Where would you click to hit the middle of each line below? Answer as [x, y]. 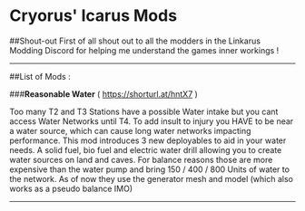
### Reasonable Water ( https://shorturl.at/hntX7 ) [103, 94]
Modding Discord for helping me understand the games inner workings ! [144, 50]
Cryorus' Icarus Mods [93, 16]
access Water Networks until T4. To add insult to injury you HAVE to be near [152, 121]
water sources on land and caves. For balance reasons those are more [141, 159]
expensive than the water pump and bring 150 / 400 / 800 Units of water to [150, 169]
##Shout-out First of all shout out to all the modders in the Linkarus [135, 41]
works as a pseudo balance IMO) [71, 188]
